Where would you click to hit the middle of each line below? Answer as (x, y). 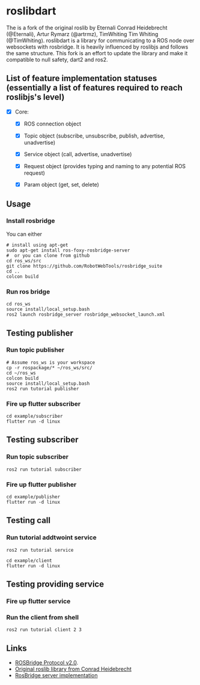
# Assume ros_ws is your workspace (51, 362)
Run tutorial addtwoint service (52, 537)
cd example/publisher (33, 497)
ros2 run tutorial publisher (43, 388)
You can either (24, 234)
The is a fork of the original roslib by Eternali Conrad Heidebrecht (87, 28)
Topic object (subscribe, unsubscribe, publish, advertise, (94, 136)
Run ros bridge (28, 291)
